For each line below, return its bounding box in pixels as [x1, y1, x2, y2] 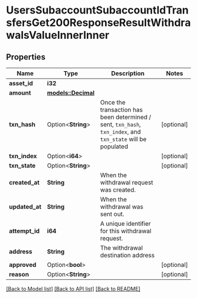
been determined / [100, 113, 151, 121]
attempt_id [9, 227, 40, 235]
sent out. [100, 210, 125, 218]
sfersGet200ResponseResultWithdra [6, 16, 191, 29]
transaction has [100, 106, 143, 113]
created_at [9, 179, 40, 186]
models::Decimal [46, 89, 95, 97]
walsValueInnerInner [6, 29, 110, 42]
